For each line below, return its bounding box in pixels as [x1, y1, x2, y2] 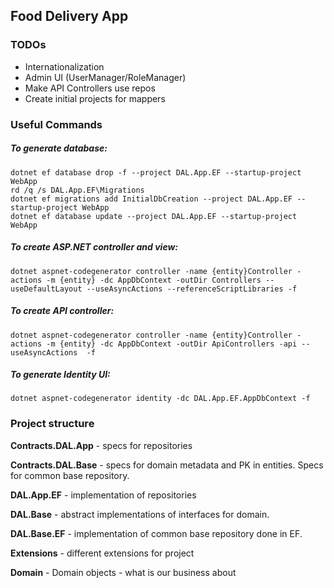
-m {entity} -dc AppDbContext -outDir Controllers [46, 275, 262, 285]
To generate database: [10, 142, 108, 154]
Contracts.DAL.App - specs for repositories [10, 439, 193, 451]
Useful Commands [10, 117, 103, 131]
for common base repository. [10, 469, 130, 481]
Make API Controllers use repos [24, 82, 156, 94]
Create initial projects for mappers [24, 92, 166, 104]
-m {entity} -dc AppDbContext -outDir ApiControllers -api [46, 339, 298, 349]
